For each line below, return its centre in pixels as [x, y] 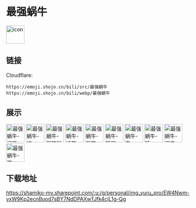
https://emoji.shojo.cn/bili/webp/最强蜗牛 [58, 93]
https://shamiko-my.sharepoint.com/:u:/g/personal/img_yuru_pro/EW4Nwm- [98, 193]
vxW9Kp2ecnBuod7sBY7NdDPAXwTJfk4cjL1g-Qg [66, 199]
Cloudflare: [20, 75]
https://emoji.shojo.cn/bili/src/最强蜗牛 [57, 87]
